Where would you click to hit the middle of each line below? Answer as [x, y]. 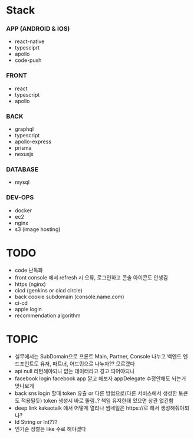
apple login [28, 309]
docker [23, 210]
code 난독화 [29, 270]
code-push [28, 60]
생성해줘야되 [175, 408]
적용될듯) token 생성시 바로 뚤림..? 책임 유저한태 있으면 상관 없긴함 [97, 400]
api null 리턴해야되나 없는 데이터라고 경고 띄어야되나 [75, 371]
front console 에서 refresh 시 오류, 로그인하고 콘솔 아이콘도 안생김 [91, 277]
